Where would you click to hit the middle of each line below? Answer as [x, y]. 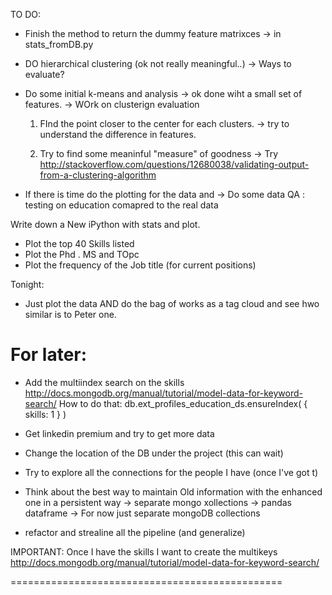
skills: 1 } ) [45, 414]
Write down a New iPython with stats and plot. [105, 224]
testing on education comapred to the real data [121, 205]
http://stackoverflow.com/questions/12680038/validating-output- [174, 164]
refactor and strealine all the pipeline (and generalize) [135, 532]
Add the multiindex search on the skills [104, 382]
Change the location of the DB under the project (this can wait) [154, 453]
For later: [49, 355]
